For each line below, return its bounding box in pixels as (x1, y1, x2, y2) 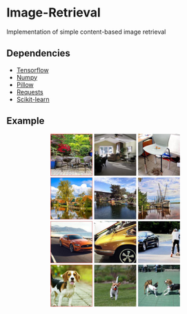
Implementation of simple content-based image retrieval (6, 28, 166, 36)
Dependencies (6, 48, 70, 59)
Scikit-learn (16, 95, 50, 103)
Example (6, 115, 45, 127)
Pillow (16, 81, 34, 89)
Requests (16, 87, 43, 96)
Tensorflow (16, 65, 49, 74)
